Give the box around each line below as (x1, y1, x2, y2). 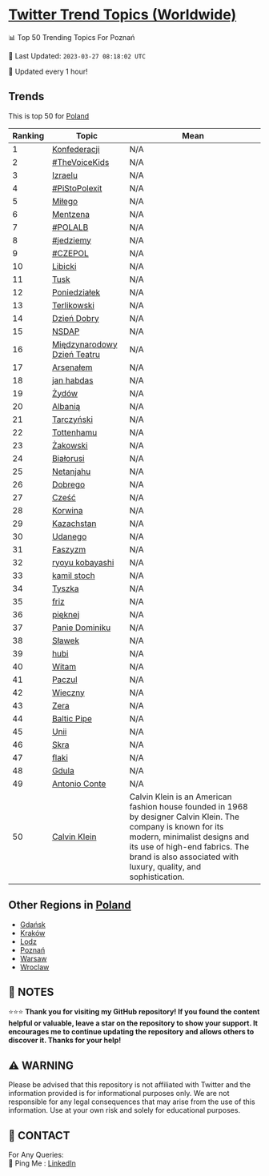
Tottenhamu (51, 427, 98, 438)
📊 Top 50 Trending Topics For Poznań (8, 32, 135, 42)
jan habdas (51, 375, 94, 386)
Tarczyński (51, 414, 94, 425)
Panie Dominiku (51, 622, 111, 633)
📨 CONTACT (8, 1129, 70, 1142)
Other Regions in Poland (8, 898, 131, 912)
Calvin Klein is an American (129, 791, 232, 802)
